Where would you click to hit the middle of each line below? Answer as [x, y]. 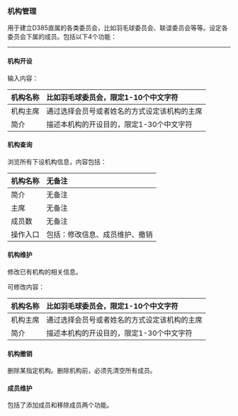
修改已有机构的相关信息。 [45, 272]
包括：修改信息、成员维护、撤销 [100, 234]
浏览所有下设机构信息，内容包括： [57, 161]
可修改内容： [26, 287]
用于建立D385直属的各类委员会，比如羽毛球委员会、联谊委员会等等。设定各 [118, 28]
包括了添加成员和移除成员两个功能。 [60, 405]
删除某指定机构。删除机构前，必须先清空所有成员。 [82, 371]
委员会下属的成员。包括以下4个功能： [62, 37]
